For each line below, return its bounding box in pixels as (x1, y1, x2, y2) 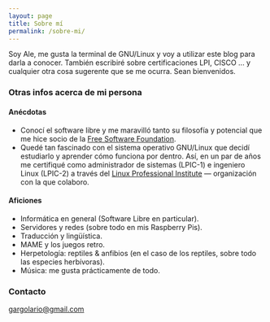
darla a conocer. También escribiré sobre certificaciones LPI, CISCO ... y (8, 58, 250, 67)
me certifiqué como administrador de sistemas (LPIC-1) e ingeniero (20, 159, 246, 169)
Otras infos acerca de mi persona (8, 87, 142, 98)
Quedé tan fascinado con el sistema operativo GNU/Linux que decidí (20, 142, 250, 152)
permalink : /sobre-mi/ (8, 27, 85, 35)
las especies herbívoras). (20, 257, 106, 267)
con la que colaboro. (20, 176, 89, 187)
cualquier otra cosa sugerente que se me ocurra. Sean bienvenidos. (8, 67, 236, 76)
